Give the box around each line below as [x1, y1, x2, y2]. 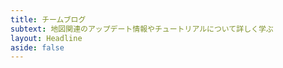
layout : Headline [10, 33, 83, 43]
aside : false [10, 42, 65, 53]
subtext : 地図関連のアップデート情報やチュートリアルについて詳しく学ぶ [10, 24, 274, 34]
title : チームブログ [10, 14, 87, 25]
